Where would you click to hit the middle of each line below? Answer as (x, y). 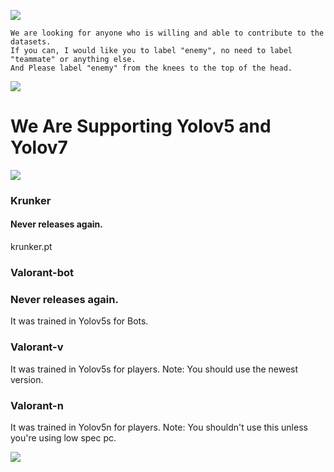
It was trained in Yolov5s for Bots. (79, 321)
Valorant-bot (42, 272)
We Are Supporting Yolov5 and (141, 126)
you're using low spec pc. (63, 437)
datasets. (31, 42)
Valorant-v (37, 347)
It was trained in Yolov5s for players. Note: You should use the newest (154, 369)
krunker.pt (31, 247)
